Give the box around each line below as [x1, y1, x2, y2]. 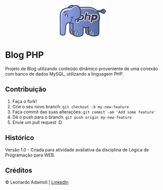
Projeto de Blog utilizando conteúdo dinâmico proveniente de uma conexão [5, 66, 158, 72]
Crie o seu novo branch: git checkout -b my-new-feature [12, 104, 129, 110]
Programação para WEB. [5, 152, 55, 158]
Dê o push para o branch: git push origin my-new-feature [12, 114, 132, 120]
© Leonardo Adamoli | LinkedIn [5, 179, 69, 185]
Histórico [5, 134, 35, 142]
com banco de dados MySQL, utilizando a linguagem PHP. [5, 71, 124, 76]
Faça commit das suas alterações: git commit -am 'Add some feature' [12, 109, 157, 114]
